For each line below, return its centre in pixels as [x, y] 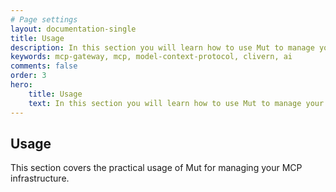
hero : [21, 85]
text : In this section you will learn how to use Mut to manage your [176, 103]
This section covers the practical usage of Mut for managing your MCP [156, 168]
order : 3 [28, 76]
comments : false [44, 66]
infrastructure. [40, 178]
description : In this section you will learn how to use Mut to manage [162, 47]
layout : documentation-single [73, 29]
